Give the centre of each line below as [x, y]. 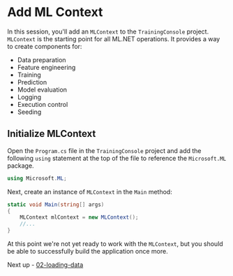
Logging [29, 97]
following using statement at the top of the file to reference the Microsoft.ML [117, 158]
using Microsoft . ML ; [37, 178]
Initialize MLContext [52, 134]
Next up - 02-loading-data [45, 265]
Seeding [29, 112]
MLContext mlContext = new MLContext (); [79, 217]
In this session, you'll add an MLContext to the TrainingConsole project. [108, 31]
